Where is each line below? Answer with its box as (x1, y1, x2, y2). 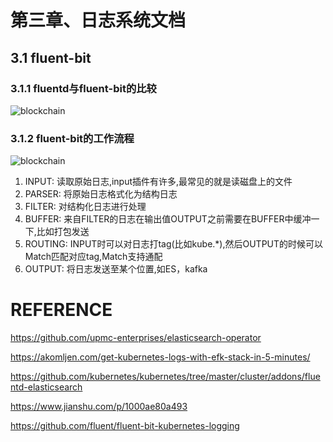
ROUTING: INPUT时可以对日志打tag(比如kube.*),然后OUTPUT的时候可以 (24, 238, 324, 250)
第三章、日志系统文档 (10, 9, 187, 32)
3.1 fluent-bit (10, 49, 92, 66)
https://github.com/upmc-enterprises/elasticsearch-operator (10, 332, 262, 344)
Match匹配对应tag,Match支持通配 (24, 251, 163, 263)
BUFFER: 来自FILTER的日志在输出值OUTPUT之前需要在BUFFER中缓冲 (24, 213, 312, 225)
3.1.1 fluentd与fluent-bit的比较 (10, 81, 157, 95)
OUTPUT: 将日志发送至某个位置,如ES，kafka (24, 263, 208, 275)
